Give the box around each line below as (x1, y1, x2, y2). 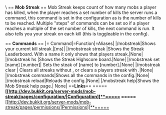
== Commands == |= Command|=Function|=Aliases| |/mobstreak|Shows (5, 40, 156, 46)
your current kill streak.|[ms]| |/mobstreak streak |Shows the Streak (5, 46, 144, 51)
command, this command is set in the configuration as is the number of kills (5, 15, 161, 20)
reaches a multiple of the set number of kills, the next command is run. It (5, 25, 155, 31)
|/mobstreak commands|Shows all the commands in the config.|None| (5, 72, 150, 78)
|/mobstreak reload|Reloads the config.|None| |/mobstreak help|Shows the (5, 77, 159, 83)
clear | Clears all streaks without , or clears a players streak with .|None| (5, 67, 154, 73)
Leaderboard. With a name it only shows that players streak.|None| (5, 51, 143, 57)
